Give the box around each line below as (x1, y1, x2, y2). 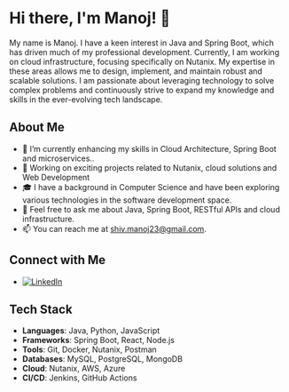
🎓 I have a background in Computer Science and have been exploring (21, 181, 280, 192)
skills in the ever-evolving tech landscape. (9, 93, 163, 105)
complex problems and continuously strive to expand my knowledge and (9, 84, 275, 95)
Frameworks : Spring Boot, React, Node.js (21, 335, 176, 346)
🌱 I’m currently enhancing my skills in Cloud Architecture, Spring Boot (21, 143, 277, 154)
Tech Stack (9, 301, 73, 316)
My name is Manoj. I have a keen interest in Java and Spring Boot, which (9, 37, 275, 48)
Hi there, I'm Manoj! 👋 (9, 8, 171, 28)
